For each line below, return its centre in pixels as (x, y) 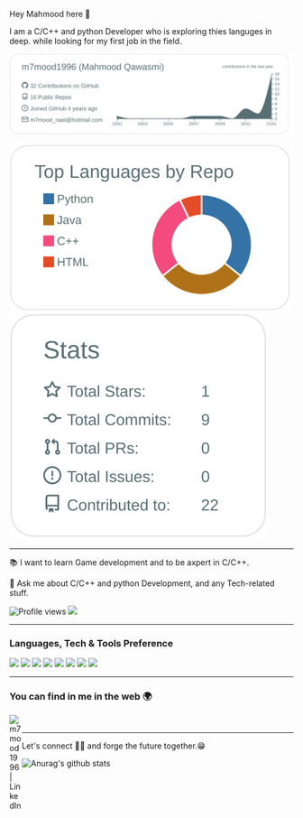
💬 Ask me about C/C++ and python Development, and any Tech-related (142, 583)
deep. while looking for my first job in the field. (96, 41)
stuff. (19, 593)
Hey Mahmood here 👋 (50, 14)
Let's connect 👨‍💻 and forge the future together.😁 (114, 746)
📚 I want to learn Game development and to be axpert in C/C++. (129, 562)
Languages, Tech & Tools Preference (92, 644)
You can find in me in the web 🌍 (81, 697)
